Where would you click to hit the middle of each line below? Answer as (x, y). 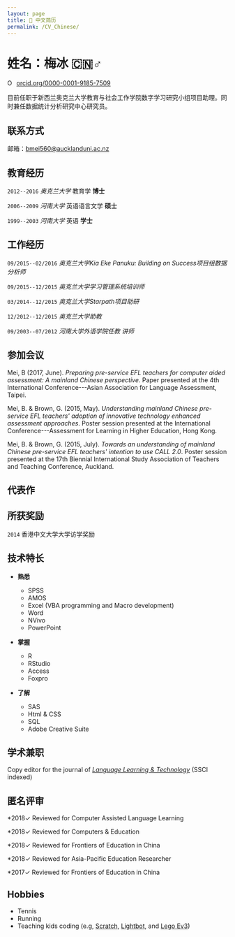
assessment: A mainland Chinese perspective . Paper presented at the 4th (113, 380)
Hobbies (26, 894)
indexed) (20, 777)
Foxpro (38, 678)
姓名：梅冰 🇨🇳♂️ (55, 63)
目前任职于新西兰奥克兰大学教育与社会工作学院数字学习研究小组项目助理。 (114, 98)
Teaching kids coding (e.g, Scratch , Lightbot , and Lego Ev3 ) (104, 926)
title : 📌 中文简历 (32, 20)
